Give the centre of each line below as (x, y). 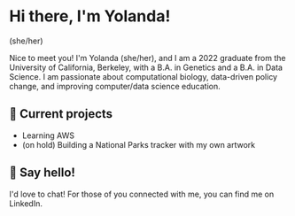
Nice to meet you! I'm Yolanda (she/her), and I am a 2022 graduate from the (147, 58)
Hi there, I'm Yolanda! (90, 16)
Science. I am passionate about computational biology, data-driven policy (143, 76)
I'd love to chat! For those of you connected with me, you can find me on (142, 194)
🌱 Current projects (61, 114)
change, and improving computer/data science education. (115, 86)
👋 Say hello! (42, 173)
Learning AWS (48, 135)
